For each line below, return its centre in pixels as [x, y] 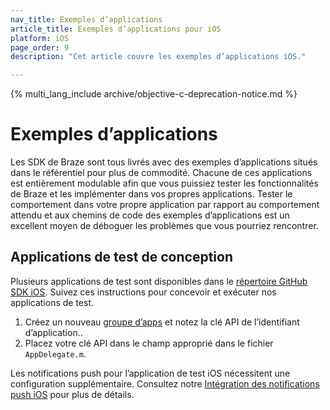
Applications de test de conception [121, 257]
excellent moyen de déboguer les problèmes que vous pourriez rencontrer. [164, 226]
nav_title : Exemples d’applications [86, 19]
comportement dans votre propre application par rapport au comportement [165, 205]
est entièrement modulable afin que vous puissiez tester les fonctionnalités [164, 183]
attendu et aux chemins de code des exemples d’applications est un [150, 215]
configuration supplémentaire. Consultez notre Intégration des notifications [165, 383]
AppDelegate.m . [55, 353]
